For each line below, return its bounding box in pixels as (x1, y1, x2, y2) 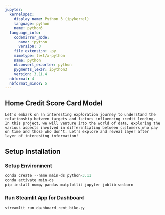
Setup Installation (5, 147, 61, 156)
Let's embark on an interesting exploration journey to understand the (5, 112, 156, 117)
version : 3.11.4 (14, 72, 48, 77)
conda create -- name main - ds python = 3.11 (5, 173, 92, 178)
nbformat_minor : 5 (9, 81, 48, 86)
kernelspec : (9, 12, 35, 17)
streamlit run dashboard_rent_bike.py (5, 206, 85, 211)
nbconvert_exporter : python (14, 62, 72, 67)
